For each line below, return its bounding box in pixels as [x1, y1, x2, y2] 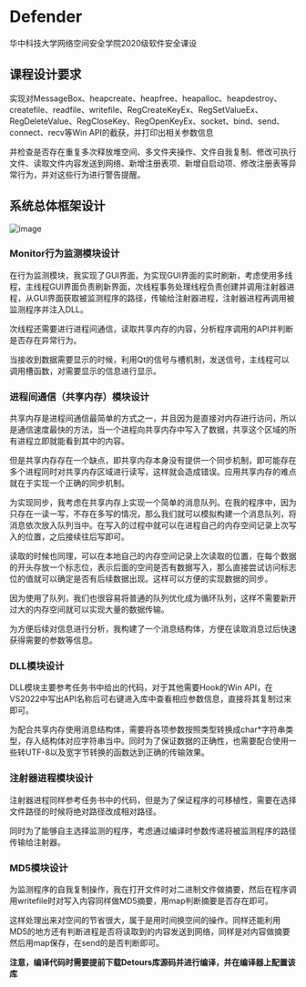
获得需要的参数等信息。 [9, 635, 97, 646]
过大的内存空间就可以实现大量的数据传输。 [9, 604, 169, 616]
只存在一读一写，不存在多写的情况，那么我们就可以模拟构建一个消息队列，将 [9, 508, 297, 520]
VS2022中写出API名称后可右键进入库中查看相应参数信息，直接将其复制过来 [9, 694, 292, 705]
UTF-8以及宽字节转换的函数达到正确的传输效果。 [25, 747, 209, 758]
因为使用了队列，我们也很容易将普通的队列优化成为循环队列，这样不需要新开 [9, 593, 297, 604]
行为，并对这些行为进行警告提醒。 [16, 168, 146, 179]
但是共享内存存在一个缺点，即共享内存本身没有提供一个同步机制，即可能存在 [9, 455, 297, 466]
